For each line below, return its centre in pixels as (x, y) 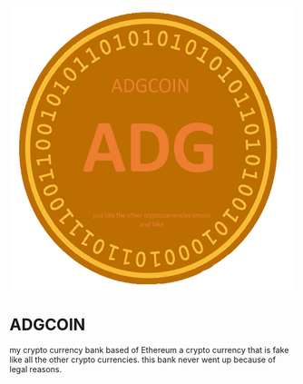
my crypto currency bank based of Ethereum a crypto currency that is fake (149, 350)
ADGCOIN (48, 325)
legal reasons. (36, 369)
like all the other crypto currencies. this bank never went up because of (143, 359)
